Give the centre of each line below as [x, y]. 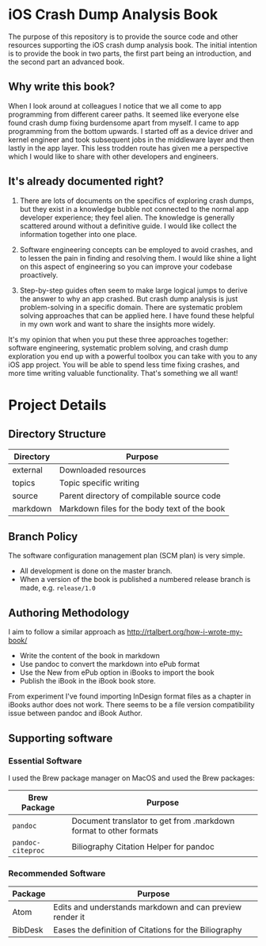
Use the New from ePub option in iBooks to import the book [117, 672]
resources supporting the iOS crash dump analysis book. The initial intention [133, 44]
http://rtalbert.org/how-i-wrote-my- [184, 632]
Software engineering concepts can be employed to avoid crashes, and [136, 249]
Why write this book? [62, 87]
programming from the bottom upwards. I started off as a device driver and [131, 131]
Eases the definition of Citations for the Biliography [148, 930]
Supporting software [61, 738]
